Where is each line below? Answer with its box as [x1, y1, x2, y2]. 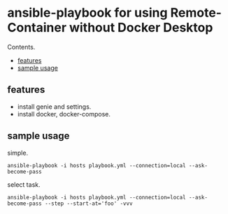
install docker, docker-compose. [17, 109, 111, 118]
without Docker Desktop [69, 20, 213, 36]
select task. [7, 180, 41, 189]
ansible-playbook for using [7, 5, 168, 21]
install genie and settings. [17, 102, 92, 111]
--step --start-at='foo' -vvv [44, 200, 133, 207]
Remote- [170, 5, 222, 21]
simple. [7, 148, 29, 157]
